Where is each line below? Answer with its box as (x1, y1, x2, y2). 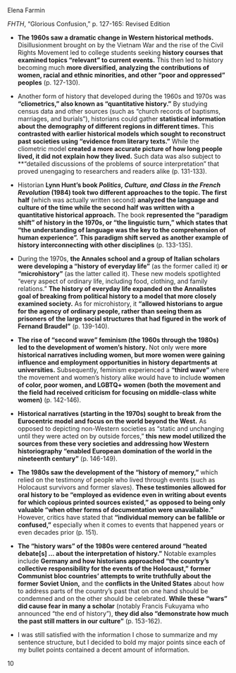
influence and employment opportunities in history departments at (17, 358, 218, 367)
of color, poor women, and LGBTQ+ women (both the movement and (17, 381, 221, 389)
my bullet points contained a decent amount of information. (17, 645, 190, 654)
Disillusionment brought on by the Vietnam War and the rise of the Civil (17, 41, 224, 49)
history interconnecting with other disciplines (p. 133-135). (17, 241, 193, 249)
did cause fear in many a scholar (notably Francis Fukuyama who (17, 602, 209, 610)
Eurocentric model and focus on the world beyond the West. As (17, 417, 207, 425)
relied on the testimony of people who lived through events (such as (17, 476, 216, 484)
